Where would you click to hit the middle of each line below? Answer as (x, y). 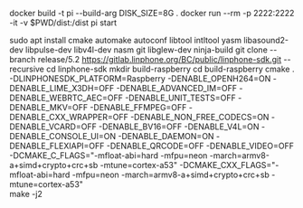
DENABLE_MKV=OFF (49, 107)
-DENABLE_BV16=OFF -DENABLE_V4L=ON (179, 127)
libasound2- (266, 40)
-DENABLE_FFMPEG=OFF (138, 107)
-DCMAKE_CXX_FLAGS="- (229, 165)
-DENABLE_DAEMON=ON (166, 136)
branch (23, 59)
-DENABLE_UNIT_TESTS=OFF (181, 98)
